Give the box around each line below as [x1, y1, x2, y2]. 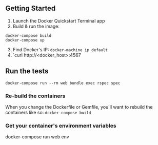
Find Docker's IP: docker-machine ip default [12, 46, 108, 53]
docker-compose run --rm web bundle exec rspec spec [5, 80, 121, 86]
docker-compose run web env [5, 134, 69, 140]
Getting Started [5, 4, 56, 13]
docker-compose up [5, 37, 45, 43]
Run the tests [5, 67, 49, 76]
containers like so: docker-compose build [5, 109, 91, 115]
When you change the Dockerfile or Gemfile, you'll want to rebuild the [5, 103, 153, 110]
